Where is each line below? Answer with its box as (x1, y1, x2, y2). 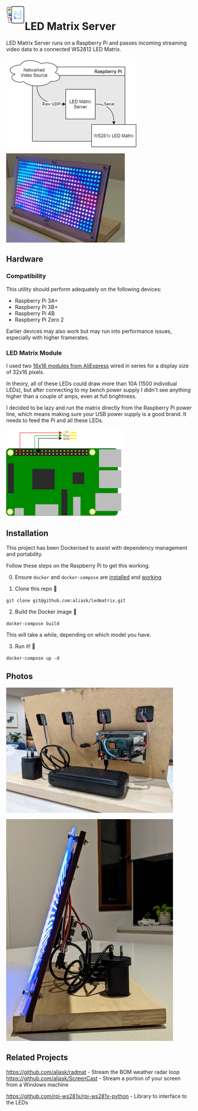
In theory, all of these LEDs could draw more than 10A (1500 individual (6, 380, 177, 387)
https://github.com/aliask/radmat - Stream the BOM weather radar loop (6, 1068, 180, 1075)
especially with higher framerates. (6, 333, 90, 341)
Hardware (6, 254, 43, 265)
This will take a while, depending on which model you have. (6, 631, 152, 638)
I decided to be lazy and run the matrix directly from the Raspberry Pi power (6, 404, 192, 411)
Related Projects (6, 1053, 68, 1063)
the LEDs (6, 1099, 28, 1106)
